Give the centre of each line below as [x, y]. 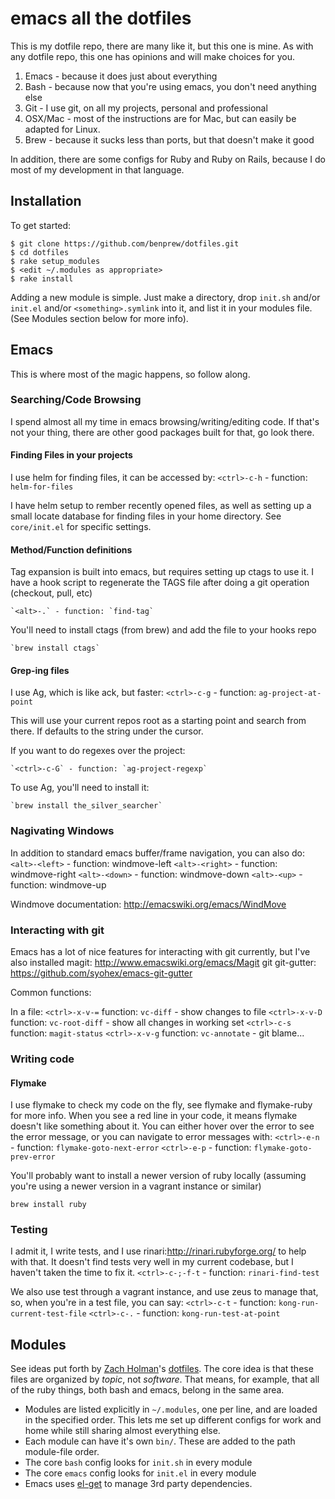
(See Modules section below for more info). [99, 318]
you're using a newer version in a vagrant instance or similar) [136, 1186]
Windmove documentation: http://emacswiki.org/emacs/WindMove [148, 904]
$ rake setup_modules [55, 261]
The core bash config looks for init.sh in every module [138, 1463]
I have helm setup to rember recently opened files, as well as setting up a [161, 506]
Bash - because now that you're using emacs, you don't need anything [170, 86]
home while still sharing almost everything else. [122, 1431]
